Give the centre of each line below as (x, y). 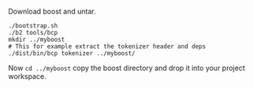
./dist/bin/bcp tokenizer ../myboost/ (72, 54)
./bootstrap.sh (33, 26)
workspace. (27, 76)
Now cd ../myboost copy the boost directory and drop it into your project (127, 68)
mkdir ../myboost (37, 39)
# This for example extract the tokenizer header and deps (107, 46)
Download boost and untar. (52, 11)
